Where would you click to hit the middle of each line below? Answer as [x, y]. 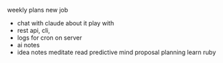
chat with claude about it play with [66, 23]
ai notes [28, 45]
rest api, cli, [33, 30]
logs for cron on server [49, 38]
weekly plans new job [38, 10]
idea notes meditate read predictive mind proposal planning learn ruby [116, 52]
